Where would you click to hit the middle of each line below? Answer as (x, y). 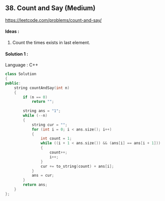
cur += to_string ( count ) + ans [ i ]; (77, 166)
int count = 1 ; (56, 138)
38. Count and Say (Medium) (50, 8)
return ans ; (35, 185)
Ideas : (12, 31)
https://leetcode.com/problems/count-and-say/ (54, 20)
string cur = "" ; (50, 125)
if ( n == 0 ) (35, 97)
